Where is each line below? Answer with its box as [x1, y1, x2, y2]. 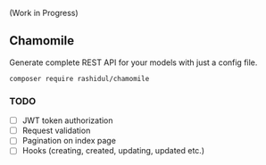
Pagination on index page [21, 136, 116, 146]
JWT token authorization [21, 115, 113, 126]
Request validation [21, 125, 91, 136]
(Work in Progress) [9, 8, 79, 18]
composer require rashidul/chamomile [9, 74, 150, 83]
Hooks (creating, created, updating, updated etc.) [21, 145, 205, 156]
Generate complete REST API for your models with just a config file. [9, 57, 258, 68]
